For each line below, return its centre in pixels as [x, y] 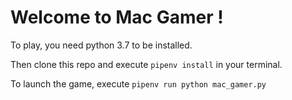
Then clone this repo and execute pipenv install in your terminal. [146, 64]
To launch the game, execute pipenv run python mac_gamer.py [138, 83]
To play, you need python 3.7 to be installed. [101, 45]
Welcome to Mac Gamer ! [117, 17]
